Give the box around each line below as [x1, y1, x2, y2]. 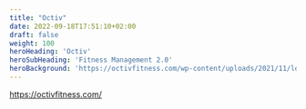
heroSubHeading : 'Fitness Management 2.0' [9, 55, 173, 64]
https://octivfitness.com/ [9, 88, 103, 100]
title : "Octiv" [9, 13, 67, 23]
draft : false [9, 30, 59, 39]
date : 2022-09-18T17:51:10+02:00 [9, 22, 137, 31]
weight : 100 [9, 38, 55, 48]
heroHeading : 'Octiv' [9, 47, 92, 56]
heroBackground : [9, 64, 71, 74]
